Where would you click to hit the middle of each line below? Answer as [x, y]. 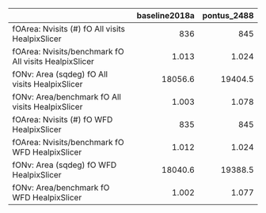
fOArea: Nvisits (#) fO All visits [68, 29]
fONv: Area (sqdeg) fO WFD [65, 165]
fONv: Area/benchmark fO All [66, 97]
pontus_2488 [228, 15]
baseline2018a [166, 15]
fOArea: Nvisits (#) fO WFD [63, 120]
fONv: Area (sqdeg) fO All [60, 74]
